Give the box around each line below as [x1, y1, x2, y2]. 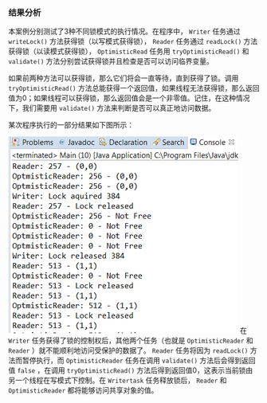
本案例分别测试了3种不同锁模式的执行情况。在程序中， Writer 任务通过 [8, 26, 241, 37]
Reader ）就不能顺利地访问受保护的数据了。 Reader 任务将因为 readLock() [8, 346, 249, 355]
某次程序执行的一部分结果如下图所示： [8, 120, 134, 130]
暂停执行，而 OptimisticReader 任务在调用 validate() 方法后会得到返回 [22, 356, 256, 366]
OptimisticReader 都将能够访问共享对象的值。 [8, 385, 159, 395]
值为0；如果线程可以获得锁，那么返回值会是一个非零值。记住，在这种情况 [8, 93, 250, 103]
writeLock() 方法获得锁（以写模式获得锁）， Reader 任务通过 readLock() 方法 [8, 37, 257, 46]
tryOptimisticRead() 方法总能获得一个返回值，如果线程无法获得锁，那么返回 [8, 84, 260, 93]
